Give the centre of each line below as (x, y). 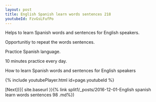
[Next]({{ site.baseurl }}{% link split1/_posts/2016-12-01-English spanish (78, 90)
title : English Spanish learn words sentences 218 (58, 14)
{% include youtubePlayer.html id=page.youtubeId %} (60, 80)
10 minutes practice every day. (36, 61)
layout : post (18, 10)
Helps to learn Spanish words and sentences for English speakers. (72, 33)
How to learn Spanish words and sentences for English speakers (71, 71)
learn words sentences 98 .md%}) (40, 95)
